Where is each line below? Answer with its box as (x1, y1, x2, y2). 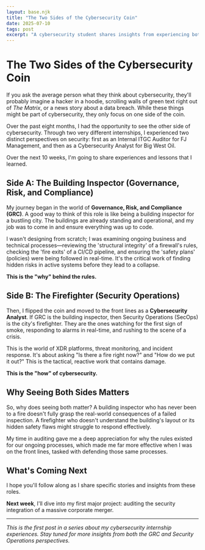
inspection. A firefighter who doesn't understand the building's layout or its (6, 416, 195, 424)
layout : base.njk (6, 9, 51, 15)
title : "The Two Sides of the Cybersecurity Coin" (6, 15, 138, 21)
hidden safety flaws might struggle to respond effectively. (6, 423, 151, 430)
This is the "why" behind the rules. (6, 273, 97, 280)
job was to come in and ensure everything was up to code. (6, 223, 154, 230)
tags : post (6, 26, 34, 32)
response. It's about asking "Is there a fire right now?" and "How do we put (6, 351, 195, 358)
